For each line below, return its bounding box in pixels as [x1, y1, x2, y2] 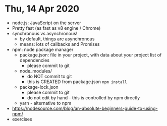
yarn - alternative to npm [19, 100, 72, 106]
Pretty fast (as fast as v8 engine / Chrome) [12, 25, 101, 31]
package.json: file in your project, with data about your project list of [19, 51, 162, 58]
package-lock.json [19, 84, 59, 90]
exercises [12, 116, 32, 122]
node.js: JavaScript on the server [12, 20, 81, 26]
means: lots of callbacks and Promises [19, 41, 100, 47]
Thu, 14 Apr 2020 [5, 3, 79, 15]
